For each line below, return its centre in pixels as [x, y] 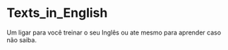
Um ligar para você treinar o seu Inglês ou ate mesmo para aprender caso [114, 32]
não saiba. [22, 39]
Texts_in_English [57, 13]
